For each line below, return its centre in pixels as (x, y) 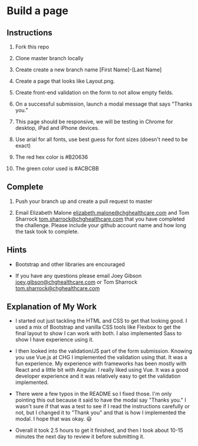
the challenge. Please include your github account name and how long (100, 225)
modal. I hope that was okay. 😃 (53, 419)
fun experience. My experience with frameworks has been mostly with (101, 363)
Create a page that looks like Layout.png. (65, 81)
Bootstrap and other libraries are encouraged (70, 264)
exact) (23, 145)
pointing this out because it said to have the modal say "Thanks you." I (100, 400)
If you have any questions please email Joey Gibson (78, 276)
